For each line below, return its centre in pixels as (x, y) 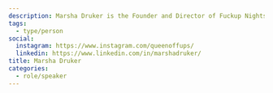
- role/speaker (41, 76)
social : (22, 38)
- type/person (39, 31)
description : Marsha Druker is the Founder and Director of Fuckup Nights (138, 16)
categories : (28, 69)
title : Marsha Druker (45, 61)
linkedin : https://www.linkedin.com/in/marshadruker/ (108, 53)
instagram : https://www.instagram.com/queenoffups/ (105, 46)
